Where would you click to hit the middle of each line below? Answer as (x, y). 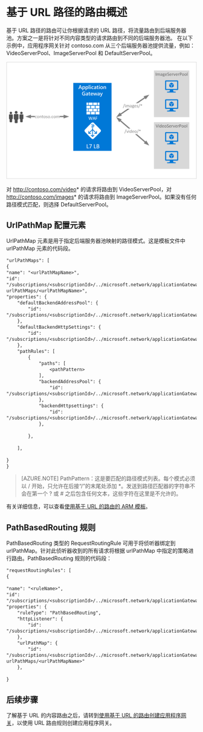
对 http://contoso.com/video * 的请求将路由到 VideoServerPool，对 (89, 189)
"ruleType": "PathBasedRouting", (59, 613)
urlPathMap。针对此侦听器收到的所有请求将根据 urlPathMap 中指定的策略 (97, 551)
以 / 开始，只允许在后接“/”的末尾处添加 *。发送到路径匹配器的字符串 (105, 486)
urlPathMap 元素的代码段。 (40, 248)
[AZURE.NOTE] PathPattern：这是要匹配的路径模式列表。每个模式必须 (108, 478)
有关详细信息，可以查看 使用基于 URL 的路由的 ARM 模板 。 (79, 507)
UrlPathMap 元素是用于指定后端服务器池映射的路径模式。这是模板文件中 (96, 241)
